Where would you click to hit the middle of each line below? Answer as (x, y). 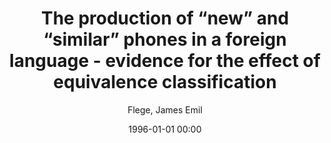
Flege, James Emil (165, 109)
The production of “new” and (165, 18)
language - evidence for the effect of (165, 61)
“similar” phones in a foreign (165, 39)
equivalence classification (165, 82)
